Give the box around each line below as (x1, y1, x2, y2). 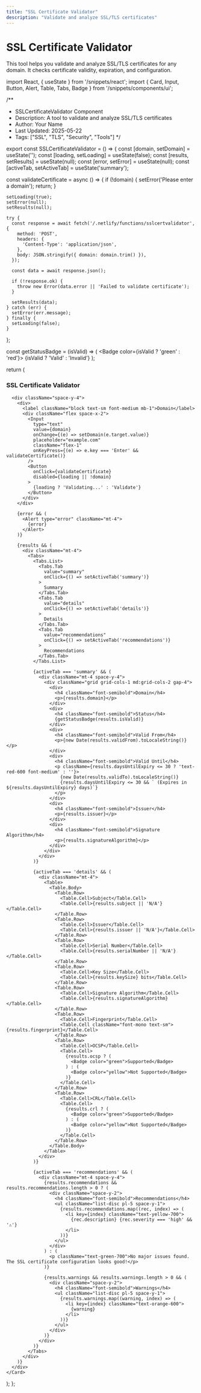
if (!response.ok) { (11, 278, 63, 285)
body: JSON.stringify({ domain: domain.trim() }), (17, 252, 147, 258)
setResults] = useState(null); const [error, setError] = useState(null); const (6, 158, 190, 166)
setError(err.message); (11, 310, 71, 316)
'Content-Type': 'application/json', (22, 241, 117, 247)
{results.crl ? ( (65, 1106, 110, 1112)
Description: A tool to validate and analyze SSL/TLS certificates (14, 114, 173, 122)
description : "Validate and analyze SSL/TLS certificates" (6, 14, 158, 20)
